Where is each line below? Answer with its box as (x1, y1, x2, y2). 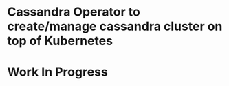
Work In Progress (7, 64, 108, 80)
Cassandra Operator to (7, 4, 141, 20)
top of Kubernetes (7, 33, 113, 48)
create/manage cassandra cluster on (7, 18, 223, 34)
